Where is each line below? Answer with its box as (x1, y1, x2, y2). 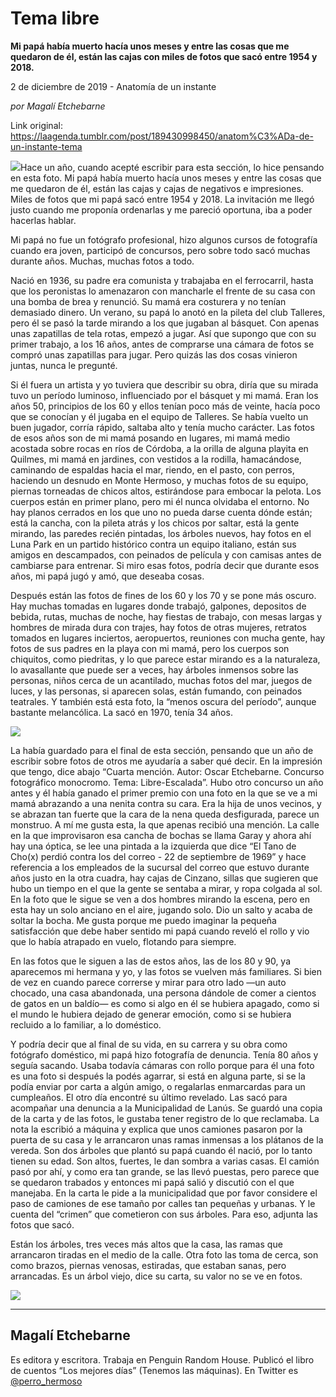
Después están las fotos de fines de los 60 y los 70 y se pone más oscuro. (10, 589, 317, 601)
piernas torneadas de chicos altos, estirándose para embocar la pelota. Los (10, 485, 322, 497)
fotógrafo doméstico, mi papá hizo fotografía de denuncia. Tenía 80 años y (10, 1048, 319, 1061)
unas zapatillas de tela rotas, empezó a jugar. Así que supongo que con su (10, 327, 317, 339)
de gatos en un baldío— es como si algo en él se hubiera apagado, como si (10, 997, 320, 1009)
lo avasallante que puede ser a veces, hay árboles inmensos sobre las (10, 663, 299, 676)
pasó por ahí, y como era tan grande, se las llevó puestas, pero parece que (10, 1165, 320, 1177)
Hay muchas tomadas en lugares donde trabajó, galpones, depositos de (10, 600, 307, 612)
